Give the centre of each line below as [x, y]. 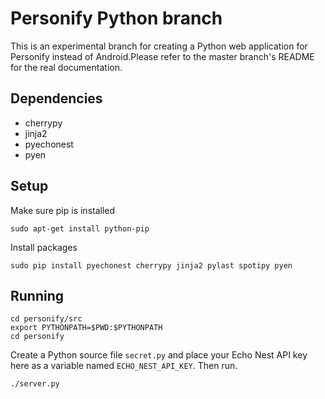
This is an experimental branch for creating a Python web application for [159, 46]
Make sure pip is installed [63, 210]
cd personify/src [46, 319]
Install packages [44, 247]
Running [37, 295]
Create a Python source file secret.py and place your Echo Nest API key [159, 355]
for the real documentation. [66, 67]
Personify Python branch [116, 18]
